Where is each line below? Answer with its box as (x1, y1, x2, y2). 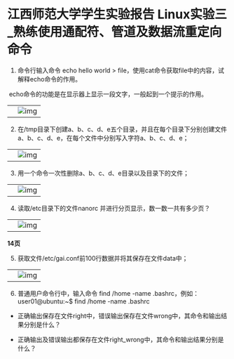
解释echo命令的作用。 (17, 74, 82, 83)
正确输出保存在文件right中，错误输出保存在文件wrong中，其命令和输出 (17, 311, 221, 320)
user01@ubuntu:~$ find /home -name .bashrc (17, 296, 151, 306)
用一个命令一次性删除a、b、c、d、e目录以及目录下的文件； (17, 169, 189, 177)
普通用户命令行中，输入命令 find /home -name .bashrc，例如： (17, 289, 200, 297)
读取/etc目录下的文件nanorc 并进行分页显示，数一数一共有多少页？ (17, 204, 211, 212)
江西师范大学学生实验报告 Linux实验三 (7, 6, 228, 22)
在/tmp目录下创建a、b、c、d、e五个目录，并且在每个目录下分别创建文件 (17, 124, 228, 133)
